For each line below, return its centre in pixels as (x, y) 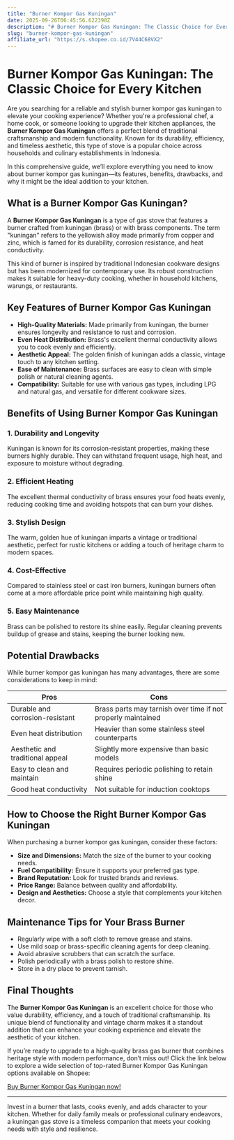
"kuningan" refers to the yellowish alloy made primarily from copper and (111, 235)
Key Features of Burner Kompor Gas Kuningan (109, 308)
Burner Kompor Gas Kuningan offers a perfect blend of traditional (102, 131)
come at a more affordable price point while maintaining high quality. (106, 593)
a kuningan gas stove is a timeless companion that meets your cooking (109, 1121)
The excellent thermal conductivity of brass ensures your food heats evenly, (116, 496)
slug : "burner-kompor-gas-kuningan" (60, 33)
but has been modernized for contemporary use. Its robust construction (110, 270)
